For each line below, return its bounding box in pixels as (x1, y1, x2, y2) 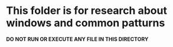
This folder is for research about (6, 4, 167, 17)
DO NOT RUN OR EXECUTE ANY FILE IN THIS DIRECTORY (6, 35, 149, 42)
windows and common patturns (6, 16, 165, 30)
